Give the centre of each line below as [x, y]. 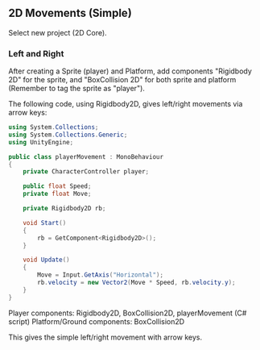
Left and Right [36, 53]
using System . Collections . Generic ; [68, 135]
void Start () [45, 223]
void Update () [46, 260]
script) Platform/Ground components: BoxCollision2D [97, 321]
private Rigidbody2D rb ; [64, 209]
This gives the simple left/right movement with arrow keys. [105, 337]
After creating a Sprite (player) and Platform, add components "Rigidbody [130, 71]
